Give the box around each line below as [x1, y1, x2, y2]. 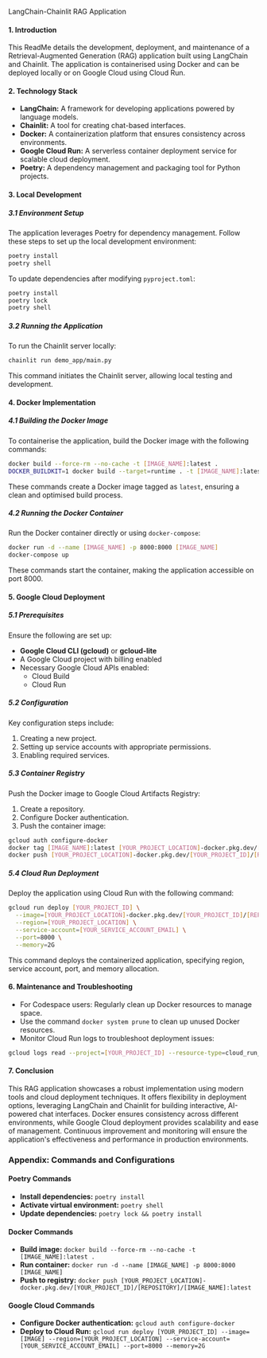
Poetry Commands [8, 1174, 72, 1184]
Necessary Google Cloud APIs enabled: [19, 662, 149, 672]
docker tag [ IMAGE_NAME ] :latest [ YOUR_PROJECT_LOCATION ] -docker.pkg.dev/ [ [8, 844, 261, 852]
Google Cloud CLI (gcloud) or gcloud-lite [19, 646, 157, 655]
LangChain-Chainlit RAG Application [8, 7, 127, 16]
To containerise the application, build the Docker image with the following [8, 435, 249, 445]
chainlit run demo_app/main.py [8, 357, 112, 365]
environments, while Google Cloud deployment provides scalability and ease [8, 1118, 259, 1127]
